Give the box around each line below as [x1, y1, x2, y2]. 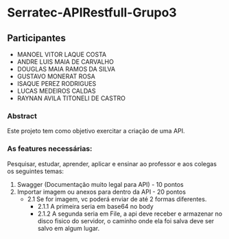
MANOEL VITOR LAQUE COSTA [16, 50, 107, 58]
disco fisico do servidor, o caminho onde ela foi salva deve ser [37, 216, 215, 225]
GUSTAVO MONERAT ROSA [16, 72, 96, 80]
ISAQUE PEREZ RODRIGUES [16, 80, 97, 87]
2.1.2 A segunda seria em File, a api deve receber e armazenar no [37, 209, 223, 218]
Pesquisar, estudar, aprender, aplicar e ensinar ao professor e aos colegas [7, 159, 217, 168]
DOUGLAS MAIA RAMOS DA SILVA [16, 65, 115, 73]
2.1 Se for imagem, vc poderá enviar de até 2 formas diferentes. [27, 194, 207, 203]
